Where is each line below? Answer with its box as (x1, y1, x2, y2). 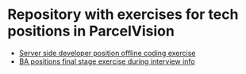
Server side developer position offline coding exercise (18, 48, 196, 57)
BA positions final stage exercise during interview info (18, 57, 195, 66)
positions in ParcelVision (7, 22, 175, 40)
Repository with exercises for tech (7, 6, 239, 24)
